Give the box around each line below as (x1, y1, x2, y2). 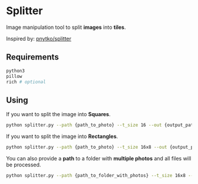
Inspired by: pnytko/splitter (6, 35, 72, 42)
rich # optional (6, 78, 46, 85)
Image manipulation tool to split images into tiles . (6, 24, 126, 31)
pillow (6, 73, 22, 79)
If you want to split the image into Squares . (6, 111, 111, 118)
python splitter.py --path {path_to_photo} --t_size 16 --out (6, 122, 162, 128)
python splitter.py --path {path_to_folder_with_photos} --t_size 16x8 (6, 172, 186, 178)
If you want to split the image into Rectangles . (6, 133, 118, 140)
